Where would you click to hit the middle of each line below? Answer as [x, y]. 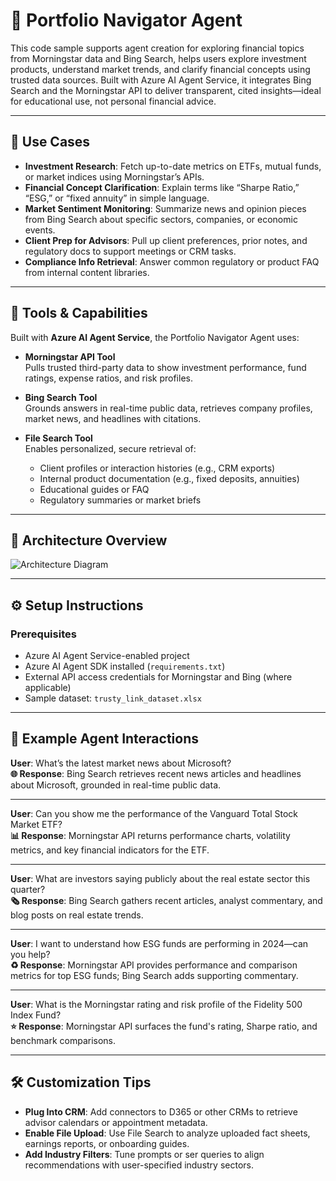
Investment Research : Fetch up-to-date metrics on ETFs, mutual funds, [173, 166]
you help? [30, 954]
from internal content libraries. [87, 272]
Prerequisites [43, 634]
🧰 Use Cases [50, 142]
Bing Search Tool [61, 397]
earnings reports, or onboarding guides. [107, 1143]
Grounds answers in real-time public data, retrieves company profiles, [168, 408]
